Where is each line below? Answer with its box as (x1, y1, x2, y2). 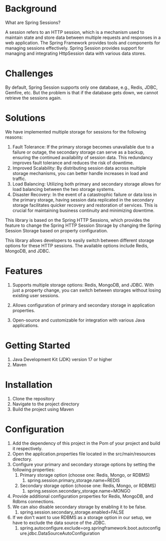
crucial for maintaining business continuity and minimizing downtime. (12, 207, 155, 213)
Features (5, 265, 43, 277)
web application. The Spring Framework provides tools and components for (5, 39, 161, 45)
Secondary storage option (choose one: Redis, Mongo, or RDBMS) (19, 482, 157, 489)
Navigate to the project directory (12, 401, 80, 407)
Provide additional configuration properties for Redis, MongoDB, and (12, 493, 154, 499)
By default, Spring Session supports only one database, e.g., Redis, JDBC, (5, 84, 158, 90)
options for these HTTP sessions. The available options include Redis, (5, 242, 149, 248)
